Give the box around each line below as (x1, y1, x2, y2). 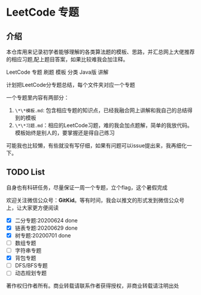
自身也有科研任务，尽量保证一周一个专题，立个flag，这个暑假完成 (6, 183, 168, 191)
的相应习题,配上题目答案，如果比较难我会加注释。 (6, 56, 129, 63)
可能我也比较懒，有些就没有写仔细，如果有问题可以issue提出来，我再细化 (6, 142, 187, 149)
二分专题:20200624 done (14, 216, 78, 224)
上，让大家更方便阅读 (6, 204, 59, 211)
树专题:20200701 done (14, 231, 71, 239)
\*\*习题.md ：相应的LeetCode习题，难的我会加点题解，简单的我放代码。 (14, 122, 193, 129)
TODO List (6, 167, 45, 177)
